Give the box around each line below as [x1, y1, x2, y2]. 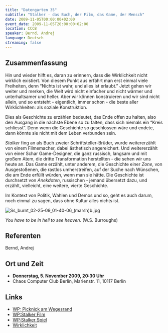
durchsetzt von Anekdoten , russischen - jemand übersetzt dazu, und [5, 177, 147, 183]
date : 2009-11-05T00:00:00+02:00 [5, 17, 75, 22]
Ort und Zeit [5, 260, 44, 268]
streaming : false [5, 40, 42, 45]
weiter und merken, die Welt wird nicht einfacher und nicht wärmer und [5, 88, 152, 94]
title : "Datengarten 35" [5, 7, 57, 13]
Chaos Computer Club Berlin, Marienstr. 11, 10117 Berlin [12, 278, 126, 284]
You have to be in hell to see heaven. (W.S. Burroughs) [5, 217, 118, 223]
